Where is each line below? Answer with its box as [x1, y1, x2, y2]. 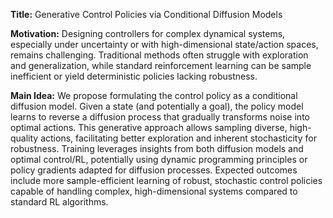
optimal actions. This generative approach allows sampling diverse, [10, 122, 288, 133]
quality [10, 132, 39, 144]
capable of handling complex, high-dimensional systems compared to [10, 185, 298, 197]
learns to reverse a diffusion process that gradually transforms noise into [10, 111, 310, 123]
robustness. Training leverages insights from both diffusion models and [10, 143, 304, 154]
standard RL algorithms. [10, 196, 109, 208]
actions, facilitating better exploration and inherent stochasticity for [40, 132, 317, 144]
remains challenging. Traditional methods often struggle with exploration [10, 49, 309, 61]
